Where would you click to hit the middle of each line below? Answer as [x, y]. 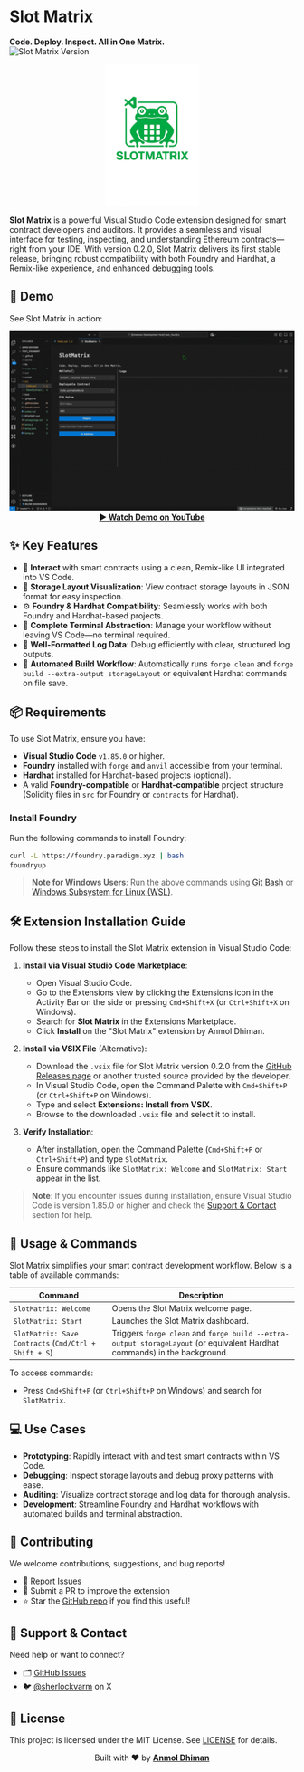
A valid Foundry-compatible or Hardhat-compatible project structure [153, 785]
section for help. [62, 1215]
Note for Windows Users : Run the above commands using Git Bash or [162, 882]
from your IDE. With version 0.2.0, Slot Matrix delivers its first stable [155, 249]
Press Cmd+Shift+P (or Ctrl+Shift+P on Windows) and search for [142, 1390]
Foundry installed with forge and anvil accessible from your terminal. [152, 766]
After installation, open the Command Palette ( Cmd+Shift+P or [149, 1149]
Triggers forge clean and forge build [182, 1334]
